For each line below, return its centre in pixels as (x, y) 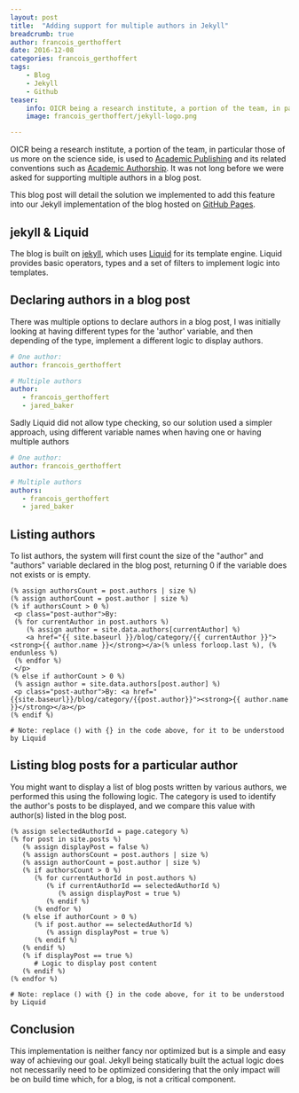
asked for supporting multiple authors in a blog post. (106, 177)
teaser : (24, 100)
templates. (29, 272)
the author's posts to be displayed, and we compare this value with (133, 806)
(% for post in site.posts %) (66, 839)
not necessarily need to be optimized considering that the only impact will (145, 1069)
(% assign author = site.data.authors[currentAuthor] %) (134, 630)
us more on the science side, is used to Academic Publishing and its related (148, 159)
